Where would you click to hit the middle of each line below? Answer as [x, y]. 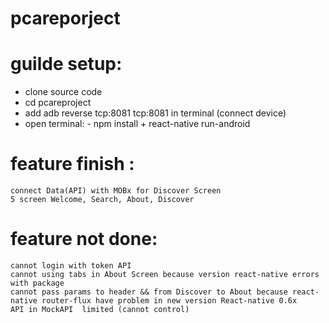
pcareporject [65, 18]
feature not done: [84, 239]
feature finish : [72, 164]
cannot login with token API [71, 266]
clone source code [63, 92]
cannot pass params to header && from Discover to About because [149, 292]
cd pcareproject [58, 103]
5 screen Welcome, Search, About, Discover [102, 200]
